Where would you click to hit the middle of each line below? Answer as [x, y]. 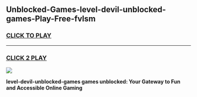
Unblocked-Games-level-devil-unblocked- [86, 10]
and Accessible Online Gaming [44, 88]
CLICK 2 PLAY [26, 58]
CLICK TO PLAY [29, 36]
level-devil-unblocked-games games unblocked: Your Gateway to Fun [93, 81]
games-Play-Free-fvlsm [51, 19]
